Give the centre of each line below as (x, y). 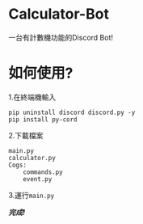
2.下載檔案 (26, 135)
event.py (38, 179)
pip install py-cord (43, 119)
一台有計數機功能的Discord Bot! (61, 37)
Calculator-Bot (59, 14)
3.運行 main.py (32, 195)
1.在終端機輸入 (32, 97)
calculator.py (32, 158)
